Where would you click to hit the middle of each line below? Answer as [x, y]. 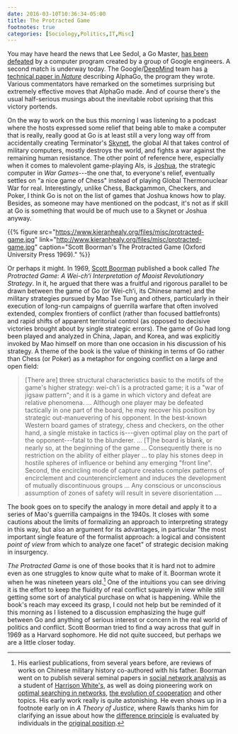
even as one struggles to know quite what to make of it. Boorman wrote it [114, 573]
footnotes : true [31, 27]
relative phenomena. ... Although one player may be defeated [114, 403]
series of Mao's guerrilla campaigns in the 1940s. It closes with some [108, 514]
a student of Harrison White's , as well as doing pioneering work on [115, 685]
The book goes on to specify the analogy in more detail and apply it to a [112, 507]
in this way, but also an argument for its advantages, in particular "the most [117, 530]
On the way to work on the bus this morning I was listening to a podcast [112, 121]
